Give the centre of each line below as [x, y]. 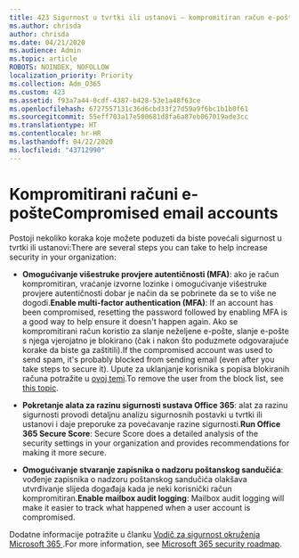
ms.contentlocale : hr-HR [55, 134]
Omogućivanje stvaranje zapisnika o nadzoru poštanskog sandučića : [153, 470]
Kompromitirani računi [94, 194]
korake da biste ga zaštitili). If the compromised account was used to [147, 349]
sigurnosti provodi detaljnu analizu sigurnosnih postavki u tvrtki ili [142, 414]
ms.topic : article [43, 59]
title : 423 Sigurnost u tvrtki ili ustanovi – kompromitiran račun [137, 17]
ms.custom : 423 [37, 92]
